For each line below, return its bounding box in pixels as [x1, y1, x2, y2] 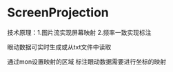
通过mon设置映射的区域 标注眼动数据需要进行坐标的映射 [7, 57, 167, 66]
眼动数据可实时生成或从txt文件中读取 [7, 43, 112, 51]
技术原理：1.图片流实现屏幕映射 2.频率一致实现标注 [7, 28, 152, 36]
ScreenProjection [7, 5, 109, 21]
